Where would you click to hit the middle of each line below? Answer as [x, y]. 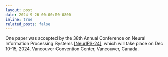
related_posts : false [28, 24]
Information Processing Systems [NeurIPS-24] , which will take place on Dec [84, 44]
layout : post [19, 10]
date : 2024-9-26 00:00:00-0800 [38, 15]
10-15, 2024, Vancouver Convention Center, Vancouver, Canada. [72, 49]
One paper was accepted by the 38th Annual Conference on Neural [75, 38]
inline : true [19, 19]
